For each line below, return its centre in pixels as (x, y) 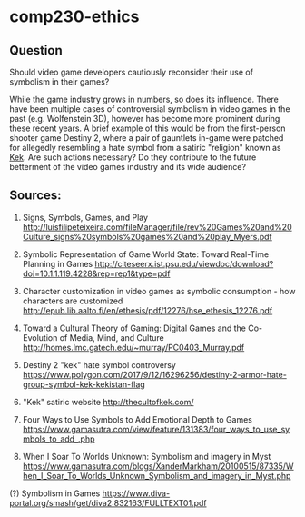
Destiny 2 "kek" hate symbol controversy (99, 364)
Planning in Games (58, 263)
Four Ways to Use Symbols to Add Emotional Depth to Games (137, 419)
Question (36, 50)
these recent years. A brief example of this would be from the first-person (148, 128)
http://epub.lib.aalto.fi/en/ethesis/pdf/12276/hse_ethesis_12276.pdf (148, 310)
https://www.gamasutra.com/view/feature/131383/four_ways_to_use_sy (156, 429)
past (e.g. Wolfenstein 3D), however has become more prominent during (145, 119)
